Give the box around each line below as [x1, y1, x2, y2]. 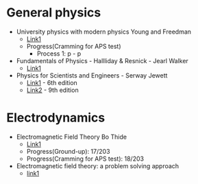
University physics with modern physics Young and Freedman [16, 27, 192, 36]
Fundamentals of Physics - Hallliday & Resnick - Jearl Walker [16, 56, 189, 65]
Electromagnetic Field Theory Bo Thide [16, 133, 127, 141]
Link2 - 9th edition [26, 86, 79, 94]
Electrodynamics [6, 110, 106, 126]
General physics [6, 5, 101, 21]
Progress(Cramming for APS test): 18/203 [26, 154, 145, 163]
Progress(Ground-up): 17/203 [26, 147, 110, 155]
